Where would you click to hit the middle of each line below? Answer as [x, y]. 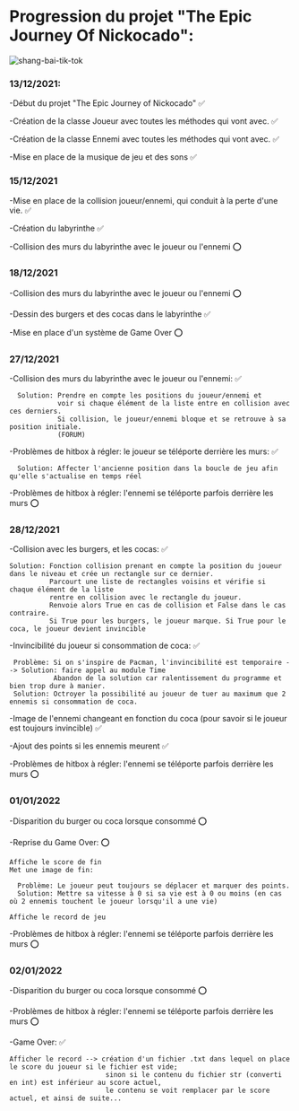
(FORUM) [72, 435]
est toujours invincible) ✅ [56, 728]
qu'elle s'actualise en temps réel [76, 477]
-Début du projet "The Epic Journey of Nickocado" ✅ [107, 103]
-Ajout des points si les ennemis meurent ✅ [89, 746]
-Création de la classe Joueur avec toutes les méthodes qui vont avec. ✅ [144, 121]
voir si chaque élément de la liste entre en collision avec [174, 404]
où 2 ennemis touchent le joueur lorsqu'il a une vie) [114, 901]
